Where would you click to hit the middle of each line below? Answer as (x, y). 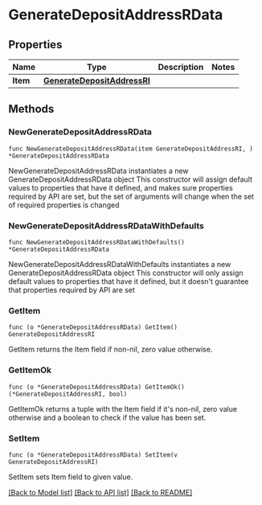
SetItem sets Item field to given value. (71, 477)
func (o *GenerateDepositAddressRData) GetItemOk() (96, 387)
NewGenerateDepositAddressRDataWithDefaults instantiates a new (120, 264)
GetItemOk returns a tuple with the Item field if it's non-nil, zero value (123, 409)
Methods (31, 109)
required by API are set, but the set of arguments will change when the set (131, 196)
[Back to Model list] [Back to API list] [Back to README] (100, 492)
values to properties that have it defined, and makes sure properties (121, 187)
